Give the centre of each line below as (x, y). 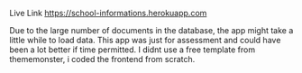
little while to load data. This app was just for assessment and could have (145, 40)
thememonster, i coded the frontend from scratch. (102, 59)
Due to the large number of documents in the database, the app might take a (151, 30)
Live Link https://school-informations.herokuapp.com (108, 13)
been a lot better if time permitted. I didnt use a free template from (132, 50)
